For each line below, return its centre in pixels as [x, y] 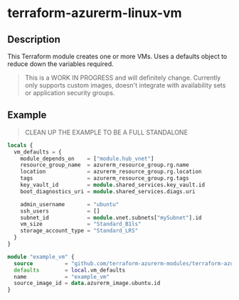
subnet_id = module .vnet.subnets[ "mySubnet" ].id [111, 218]
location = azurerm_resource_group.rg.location [111, 172]
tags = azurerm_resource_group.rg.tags [105, 178]
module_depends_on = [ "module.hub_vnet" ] [87, 159]
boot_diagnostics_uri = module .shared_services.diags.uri [108, 191]
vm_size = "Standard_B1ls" [81, 224]
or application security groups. [70, 93]
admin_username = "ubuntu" [70, 204]
